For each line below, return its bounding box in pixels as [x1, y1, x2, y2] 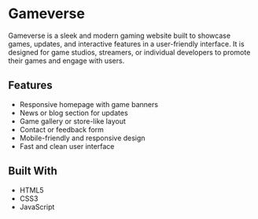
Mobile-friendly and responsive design [19, 133, 146, 143]
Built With [8, 165, 57, 178]
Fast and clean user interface [19, 141, 115, 150]
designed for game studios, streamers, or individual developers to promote [8, 47, 251, 57]
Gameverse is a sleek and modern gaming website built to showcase [8, 31, 230, 40]
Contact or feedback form [19, 124, 105, 134]
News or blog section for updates [19, 108, 128, 117]
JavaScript [19, 202, 55, 211]
